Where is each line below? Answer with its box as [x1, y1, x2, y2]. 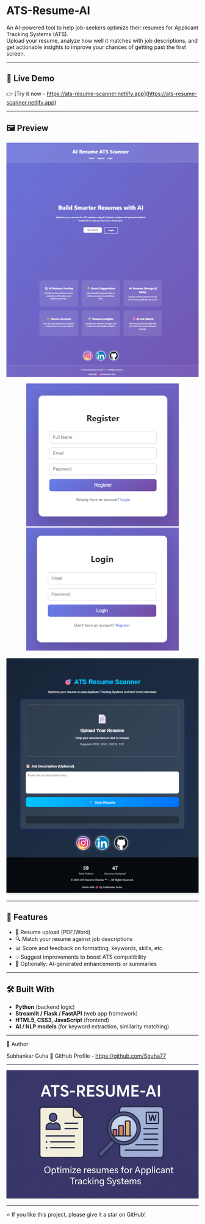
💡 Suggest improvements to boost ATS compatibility [15, 953, 146, 960]
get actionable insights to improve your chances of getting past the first [6, 43, 186, 51]
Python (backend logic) [15, 1003, 75, 1011]
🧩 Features [6, 912, 48, 923]
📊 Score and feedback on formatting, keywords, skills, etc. [15, 944, 164, 951]
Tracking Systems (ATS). [6, 30, 69, 37]
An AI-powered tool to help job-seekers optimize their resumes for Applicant [6, 24, 199, 31]
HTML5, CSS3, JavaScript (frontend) [15, 1016, 110, 1024]
